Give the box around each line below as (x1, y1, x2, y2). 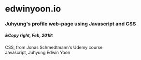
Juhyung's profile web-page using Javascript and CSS (5, 21, 136, 27)
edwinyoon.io (5, 3, 61, 14)
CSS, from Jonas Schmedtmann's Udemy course (5, 45, 103, 50)
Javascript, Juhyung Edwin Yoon (5, 49, 70, 56)
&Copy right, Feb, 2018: (5, 32, 54, 38)
